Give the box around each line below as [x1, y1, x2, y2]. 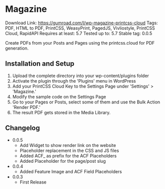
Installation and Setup [5, 59, 75, 68]
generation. [5, 45, 29, 51]
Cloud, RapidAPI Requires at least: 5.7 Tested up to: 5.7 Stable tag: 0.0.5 [5, 30, 153, 36]
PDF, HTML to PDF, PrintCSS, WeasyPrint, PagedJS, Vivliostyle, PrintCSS [5, 25, 155, 31]
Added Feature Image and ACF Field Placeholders [19, 168, 122, 174]
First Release [19, 179, 47, 185]
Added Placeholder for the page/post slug [19, 158, 106, 164]
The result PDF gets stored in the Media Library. [12, 109, 111, 115]
